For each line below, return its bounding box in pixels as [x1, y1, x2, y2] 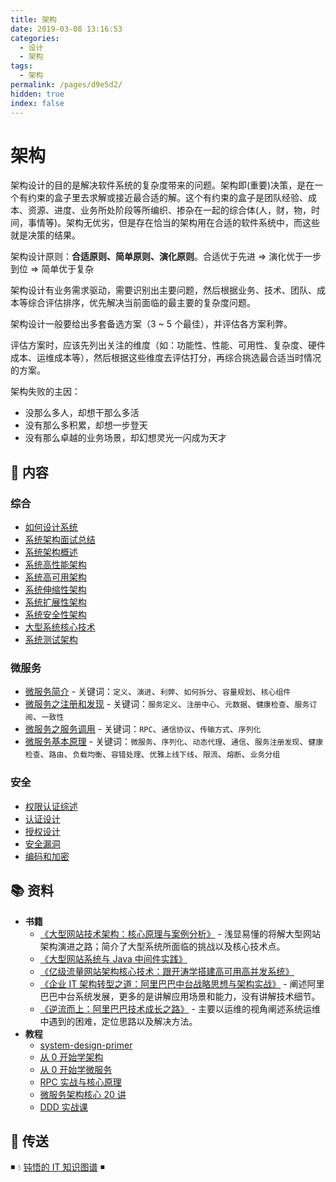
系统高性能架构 [24, 559, 87, 571]
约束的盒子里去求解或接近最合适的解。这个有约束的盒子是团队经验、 [27, 192, 308, 204]
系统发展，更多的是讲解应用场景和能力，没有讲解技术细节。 [74, 990, 321, 1002]
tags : [10, 61, 33, 71]
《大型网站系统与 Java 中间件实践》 [39, 952, 188, 965]
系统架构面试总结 [24, 534, 96, 546]
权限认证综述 [24, 800, 78, 812]
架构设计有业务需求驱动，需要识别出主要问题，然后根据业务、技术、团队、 [10, 284, 317, 296]
